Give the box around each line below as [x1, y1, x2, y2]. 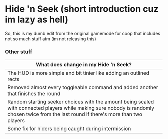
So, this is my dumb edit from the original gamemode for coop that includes [5, 30, 161, 36]
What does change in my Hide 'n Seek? [36, 61, 132, 68]
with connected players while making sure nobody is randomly [7, 105, 155, 112]
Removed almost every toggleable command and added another [7, 84, 158, 91]
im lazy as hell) [5, 14, 69, 25]
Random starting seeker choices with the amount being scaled [7, 98, 154, 105]
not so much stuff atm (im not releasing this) [5, 36, 96, 42]
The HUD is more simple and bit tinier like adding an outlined [7, 70, 150, 77]
